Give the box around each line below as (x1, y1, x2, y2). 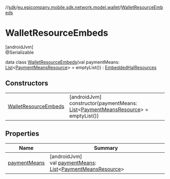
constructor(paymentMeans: (69, 99, 138, 106)
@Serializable (5, 49, 34, 55)
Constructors (5, 79, 49, 88)
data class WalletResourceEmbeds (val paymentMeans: (5, 59, 120, 65)
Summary (94, 144, 118, 151)
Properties (5, 130, 39, 138)
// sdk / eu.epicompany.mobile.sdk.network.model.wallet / (5, 5, 121, 10)
